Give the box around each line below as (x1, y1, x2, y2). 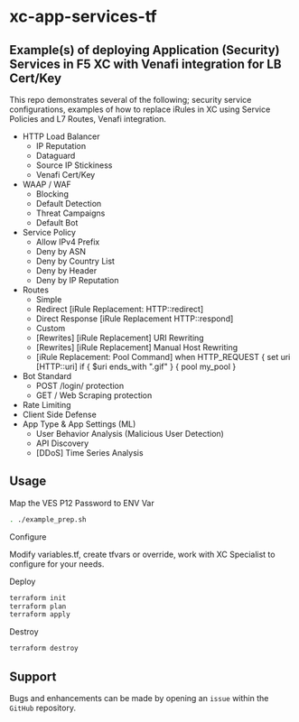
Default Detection (35, 199, 102, 208)
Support (9, 669, 57, 684)
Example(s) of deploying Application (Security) (9, 42, 280, 58)
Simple (35, 294, 62, 304)
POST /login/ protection (35, 381, 125, 391)
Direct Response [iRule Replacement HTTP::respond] (35, 313, 234, 324)
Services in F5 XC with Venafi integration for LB (9, 56, 282, 71)
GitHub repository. (9, 702, 77, 713)
